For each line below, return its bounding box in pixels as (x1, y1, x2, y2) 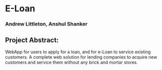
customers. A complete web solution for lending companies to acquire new (5, 54, 158, 60)
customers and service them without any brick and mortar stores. (5, 59, 138, 65)
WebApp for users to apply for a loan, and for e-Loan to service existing (5, 49, 151, 55)
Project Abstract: (5, 35, 59, 44)
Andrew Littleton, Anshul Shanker (5, 21, 88, 28)
